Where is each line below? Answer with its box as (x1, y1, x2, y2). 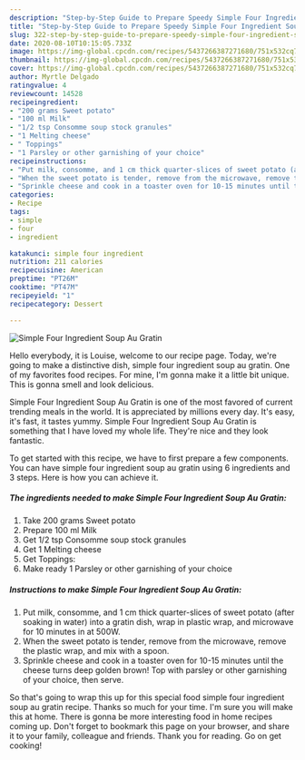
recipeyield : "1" (9, 291, 75, 300)
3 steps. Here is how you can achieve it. (9, 472, 159, 482)
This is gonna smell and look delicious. (9, 378, 154, 390)
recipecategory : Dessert (9, 299, 103, 308)
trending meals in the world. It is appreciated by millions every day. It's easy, (9, 405, 295, 417)
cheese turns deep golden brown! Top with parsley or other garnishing (22, 665, 288, 676)
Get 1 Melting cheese (22, 544, 102, 555)
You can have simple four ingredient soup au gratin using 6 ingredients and (9, 462, 290, 473)
